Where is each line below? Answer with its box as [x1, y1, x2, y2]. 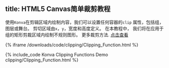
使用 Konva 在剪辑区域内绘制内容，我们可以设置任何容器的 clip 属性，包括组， [5, 19, 164, 25]
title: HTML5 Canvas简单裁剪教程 [5, 5, 111, 14]
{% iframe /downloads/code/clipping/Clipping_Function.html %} [5, 42, 139, 48]
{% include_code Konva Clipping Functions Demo [5, 51, 108, 57]
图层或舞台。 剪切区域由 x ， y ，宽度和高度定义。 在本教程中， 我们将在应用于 [5, 25, 164, 31]
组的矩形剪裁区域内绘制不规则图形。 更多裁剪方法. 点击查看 [5, 32, 129, 38]
